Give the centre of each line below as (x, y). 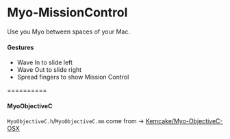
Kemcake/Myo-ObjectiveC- (184, 121)
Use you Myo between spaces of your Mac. (68, 31)
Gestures (21, 47)
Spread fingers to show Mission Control (73, 77)
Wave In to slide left (45, 62)
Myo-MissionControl (67, 13)
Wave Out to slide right (49, 70)
